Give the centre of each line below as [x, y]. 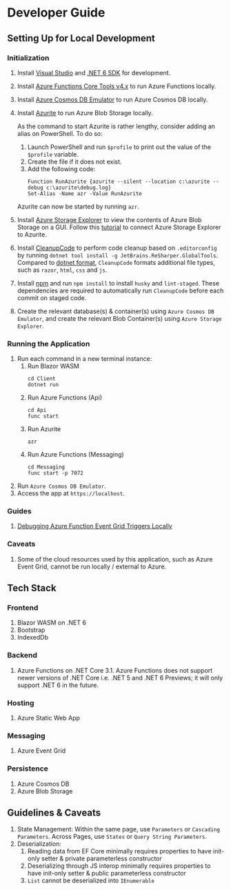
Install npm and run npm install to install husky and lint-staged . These [118, 283]
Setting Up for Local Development [81, 38]
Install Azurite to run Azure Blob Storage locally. [85, 112]
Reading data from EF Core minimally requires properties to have [119, 851]
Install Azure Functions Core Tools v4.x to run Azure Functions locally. [117, 86]
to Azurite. [32, 234]
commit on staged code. [52, 297]
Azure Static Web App [49, 718]
